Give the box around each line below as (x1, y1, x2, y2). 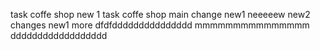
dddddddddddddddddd (10, 30, 108, 41)
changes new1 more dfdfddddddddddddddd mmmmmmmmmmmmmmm (10, 19, 310, 31)
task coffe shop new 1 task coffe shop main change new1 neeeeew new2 (10, 9, 311, 20)
